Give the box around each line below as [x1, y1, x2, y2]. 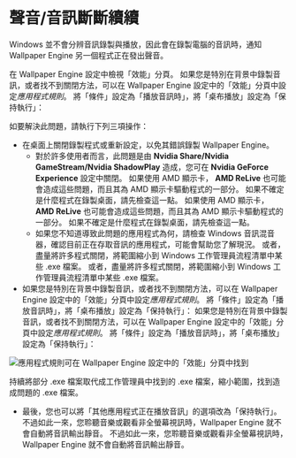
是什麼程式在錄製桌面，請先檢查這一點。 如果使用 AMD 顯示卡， [34, 195, 269, 205]
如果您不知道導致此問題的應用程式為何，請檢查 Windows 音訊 [34, 227, 260, 239]
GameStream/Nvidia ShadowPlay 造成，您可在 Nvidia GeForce [34, 161, 269, 172]
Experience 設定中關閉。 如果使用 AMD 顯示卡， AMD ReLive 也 [34, 172, 271, 183]
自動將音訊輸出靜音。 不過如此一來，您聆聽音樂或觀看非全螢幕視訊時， [29, 428, 288, 439]
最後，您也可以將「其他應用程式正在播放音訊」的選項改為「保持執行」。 [21, 406, 282, 416]
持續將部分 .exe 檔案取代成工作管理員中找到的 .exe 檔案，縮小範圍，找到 [9, 376, 273, 386]
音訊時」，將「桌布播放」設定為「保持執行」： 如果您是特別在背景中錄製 [29, 305, 288, 316]
